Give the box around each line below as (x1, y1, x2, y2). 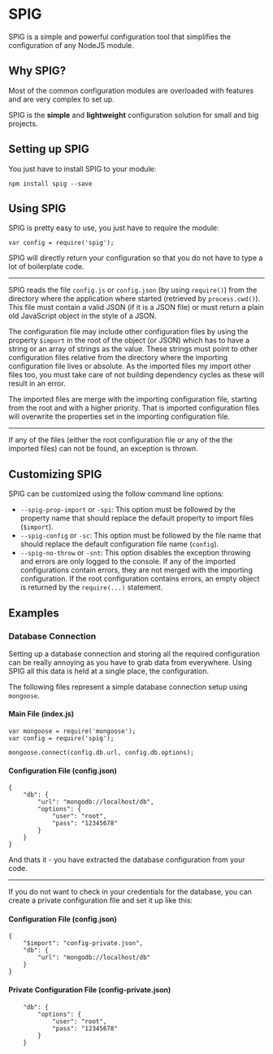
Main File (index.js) (8, 709, 75, 719)
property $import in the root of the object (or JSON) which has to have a (8, 335, 250, 346)
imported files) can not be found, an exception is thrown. (8, 444, 199, 454)
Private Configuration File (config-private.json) (8, 985, 171, 995)
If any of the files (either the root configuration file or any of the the (8, 435, 233, 445)
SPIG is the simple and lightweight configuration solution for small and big (8, 110, 259, 120)
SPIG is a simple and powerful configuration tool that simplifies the (8, 32, 232, 41)
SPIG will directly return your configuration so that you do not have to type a (8, 253, 263, 263)
